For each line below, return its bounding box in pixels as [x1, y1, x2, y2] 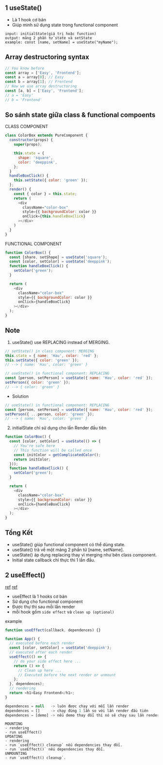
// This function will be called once [14, 448, 92, 453]
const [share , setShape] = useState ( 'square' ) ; [9, 255, 108, 260]
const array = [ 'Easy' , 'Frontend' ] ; [5, 70, 81, 75]
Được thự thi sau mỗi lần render [12, 603, 75, 609]
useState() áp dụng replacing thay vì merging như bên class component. [12, 552, 157, 557]
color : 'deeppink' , [17, 160, 57, 164]
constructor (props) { [9, 138, 53, 143]
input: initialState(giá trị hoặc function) [5, 31, 97, 36]
